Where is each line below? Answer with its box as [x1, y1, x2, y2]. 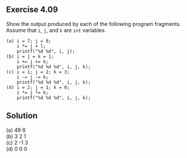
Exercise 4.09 [6, 5, 58, 15]
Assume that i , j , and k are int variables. [6, 27, 106, 34]
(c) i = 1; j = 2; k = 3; [6, 69, 70, 75]
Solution [6, 111, 38, 121]
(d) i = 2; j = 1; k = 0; [6, 84, 70, 90]
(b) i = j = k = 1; [6, 53, 54, 60]
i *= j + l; [17, 43, 46, 49]
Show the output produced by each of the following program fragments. [6, 20, 181, 27]
